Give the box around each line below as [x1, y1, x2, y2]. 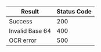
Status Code [56, 8, 92, 15]
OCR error [9, 36, 37, 44]
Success [9, 18, 33, 25]
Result [21, 8, 39, 15]
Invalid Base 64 [9, 27, 51, 34]
